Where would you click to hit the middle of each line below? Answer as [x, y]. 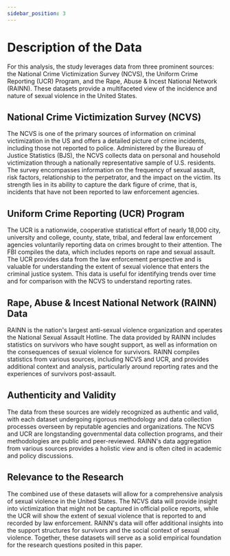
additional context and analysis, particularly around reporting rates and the [113, 367]
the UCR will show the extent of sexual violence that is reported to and [107, 516]
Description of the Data [75, 47]
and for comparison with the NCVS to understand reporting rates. [100, 281]
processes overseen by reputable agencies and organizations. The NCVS [111, 426]
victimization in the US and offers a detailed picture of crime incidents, [107, 141]
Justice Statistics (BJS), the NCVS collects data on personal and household [114, 156]
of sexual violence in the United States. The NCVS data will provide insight [112, 501]
